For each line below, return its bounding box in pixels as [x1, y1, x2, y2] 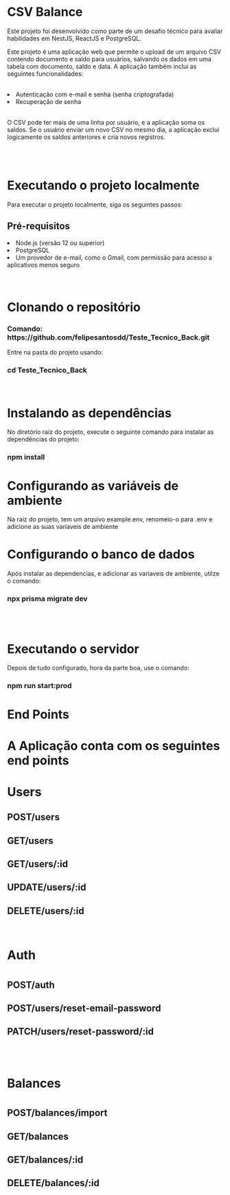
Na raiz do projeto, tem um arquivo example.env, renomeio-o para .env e [7, 515, 213, 523]
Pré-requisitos [7, 220, 71, 232]
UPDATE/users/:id [7, 882, 87, 893]
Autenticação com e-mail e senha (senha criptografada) [16, 90, 174, 98]
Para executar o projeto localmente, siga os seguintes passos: [7, 200, 183, 209]
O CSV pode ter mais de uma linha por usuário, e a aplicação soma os [7, 118, 205, 126]
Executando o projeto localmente [7, 178, 200, 194]
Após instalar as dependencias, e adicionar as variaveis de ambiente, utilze [7, 570, 220, 578]
